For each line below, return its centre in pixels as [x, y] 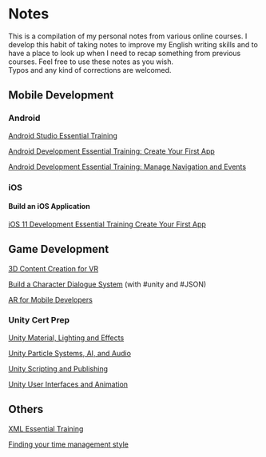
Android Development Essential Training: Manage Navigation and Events [127, 166]
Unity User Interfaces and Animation [68, 384]
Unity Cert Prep [39, 320]
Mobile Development [61, 96]
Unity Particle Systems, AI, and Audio [70, 353]
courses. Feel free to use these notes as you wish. [91, 62]
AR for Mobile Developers [51, 299]
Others [26, 409]
